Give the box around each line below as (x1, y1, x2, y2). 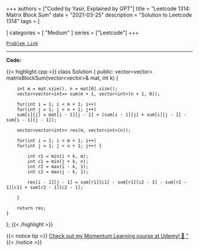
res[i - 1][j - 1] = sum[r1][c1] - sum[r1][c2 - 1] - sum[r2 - (27, 179, 187, 185)
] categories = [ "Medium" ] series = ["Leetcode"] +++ (6, 29, 139, 36)
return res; (17, 205, 46, 211)
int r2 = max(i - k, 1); (27, 164, 89, 170)
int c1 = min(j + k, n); (27, 158, 89, 164)
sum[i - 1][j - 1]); (6, 117, 57, 123)
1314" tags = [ (6, 18, 40, 24)
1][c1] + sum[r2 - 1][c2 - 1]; (6, 185, 84, 190)
